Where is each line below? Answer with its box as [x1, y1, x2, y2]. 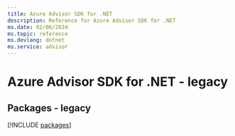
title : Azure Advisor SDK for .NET [7, 10, 113, 18]
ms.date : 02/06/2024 [7, 23, 69, 30]
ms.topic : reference [7, 30, 69, 38]
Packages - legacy [7, 102, 91, 114]
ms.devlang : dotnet [7, 37, 65, 44]
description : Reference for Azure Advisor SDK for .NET [7, 17, 176, 24]
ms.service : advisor [7, 43, 69, 50]
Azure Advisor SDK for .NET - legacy [7, 74, 229, 90]
